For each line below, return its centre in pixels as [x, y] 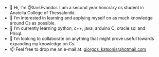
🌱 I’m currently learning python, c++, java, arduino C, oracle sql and [77, 28]
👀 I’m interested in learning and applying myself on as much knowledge [81, 18]
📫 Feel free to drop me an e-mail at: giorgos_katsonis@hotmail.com [78, 49]
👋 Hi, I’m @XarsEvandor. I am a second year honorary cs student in [77, 8]
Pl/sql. [16, 33]
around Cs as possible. [33, 23]
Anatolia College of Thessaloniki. [43, 13]
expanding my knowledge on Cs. [43, 44]
